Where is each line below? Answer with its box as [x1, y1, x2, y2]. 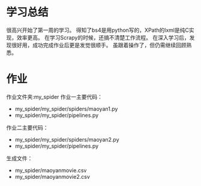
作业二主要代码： [6, 124, 49, 131]
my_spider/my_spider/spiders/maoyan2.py [14, 136, 119, 143]
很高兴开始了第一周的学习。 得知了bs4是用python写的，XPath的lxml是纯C [6, 26, 189, 34]
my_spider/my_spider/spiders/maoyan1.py [14, 105, 118, 112]
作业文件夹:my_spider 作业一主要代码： [6, 93, 103, 100]
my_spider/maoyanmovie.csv [14, 166, 87, 174]
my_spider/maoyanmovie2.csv [14, 173, 90, 180]
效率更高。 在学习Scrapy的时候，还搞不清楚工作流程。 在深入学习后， [16, 34, 190, 41]
